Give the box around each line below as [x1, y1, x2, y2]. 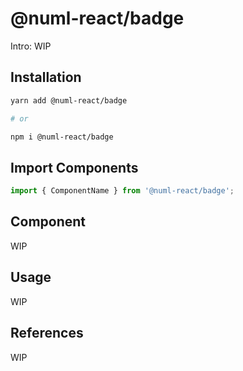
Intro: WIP [10, 40, 52, 52]
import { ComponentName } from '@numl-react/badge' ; [10, 186, 235, 196]
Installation [10, 69, 82, 86]
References [10, 325, 84, 342]
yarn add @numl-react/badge [10, 95, 128, 106]
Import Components [10, 159, 139, 176]
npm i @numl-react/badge [10, 132, 114, 142]
